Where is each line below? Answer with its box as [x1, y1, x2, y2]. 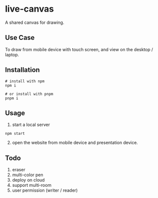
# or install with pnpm [5, 91, 54, 96]
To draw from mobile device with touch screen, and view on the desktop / [5, 46, 154, 52]
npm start [5, 131, 25, 136]
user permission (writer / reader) [12, 187, 78, 193]
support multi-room [12, 182, 52, 188]
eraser [12, 167, 25, 173]
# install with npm [5, 79, 45, 84]
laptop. [5, 52, 20, 57]
